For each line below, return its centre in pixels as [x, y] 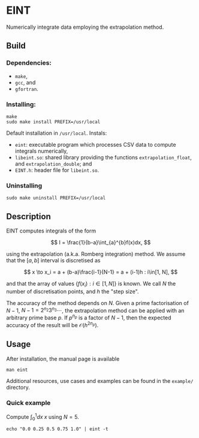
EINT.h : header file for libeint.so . [57, 170]
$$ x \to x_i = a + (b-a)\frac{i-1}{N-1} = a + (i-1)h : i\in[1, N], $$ [101, 272]
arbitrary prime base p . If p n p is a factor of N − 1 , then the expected [89, 317]
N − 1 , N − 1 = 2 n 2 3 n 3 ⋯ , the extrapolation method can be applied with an [95, 310]
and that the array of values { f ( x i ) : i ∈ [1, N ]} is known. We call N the [91, 284]
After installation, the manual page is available [63, 359]
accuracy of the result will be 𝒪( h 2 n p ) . [52, 324]
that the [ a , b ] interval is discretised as [53, 261]
